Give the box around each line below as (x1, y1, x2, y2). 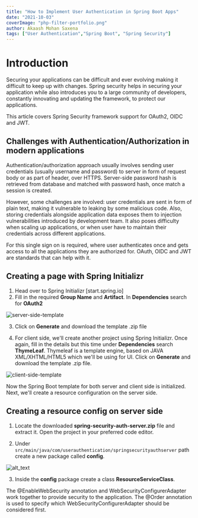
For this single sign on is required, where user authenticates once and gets (6, 241, 189, 249)
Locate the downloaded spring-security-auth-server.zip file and (14, 422, 175, 429)
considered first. (6, 506, 46, 513)
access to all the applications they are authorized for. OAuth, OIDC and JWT (6, 247, 191, 255)
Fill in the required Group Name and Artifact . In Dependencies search (14, 293, 187, 300)
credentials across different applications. (6, 230, 106, 237)
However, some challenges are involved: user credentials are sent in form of (6, 198, 192, 205)
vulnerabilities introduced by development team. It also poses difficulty (6, 217, 180, 224)
